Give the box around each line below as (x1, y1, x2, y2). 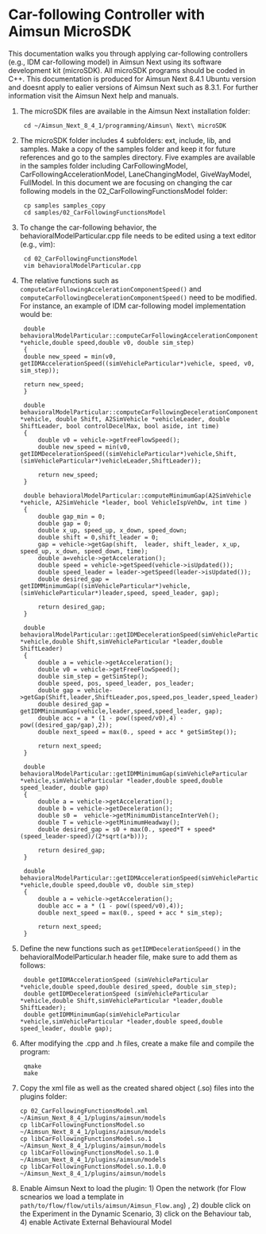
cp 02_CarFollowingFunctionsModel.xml (19, 1107, 148, 1115)
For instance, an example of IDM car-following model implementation (19, 300, 246, 311)
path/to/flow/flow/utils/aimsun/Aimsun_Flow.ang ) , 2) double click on (19, 1200, 252, 1209)
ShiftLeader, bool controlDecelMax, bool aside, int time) (19, 422, 220, 430)
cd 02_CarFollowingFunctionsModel (23, 254, 138, 263)
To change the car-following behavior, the (19, 222, 157, 232)
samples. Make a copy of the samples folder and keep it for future (19, 144, 236, 153)
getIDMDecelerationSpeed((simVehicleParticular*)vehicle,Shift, (19, 450, 237, 458)
